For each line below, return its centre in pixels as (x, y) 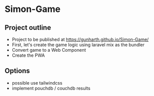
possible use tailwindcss (37, 83)
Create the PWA (28, 55)
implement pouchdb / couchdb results (51, 88)
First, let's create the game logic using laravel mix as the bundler (78, 45)
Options (17, 71)
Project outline (28, 28)
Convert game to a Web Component (49, 50)
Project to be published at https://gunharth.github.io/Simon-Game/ (80, 39)
